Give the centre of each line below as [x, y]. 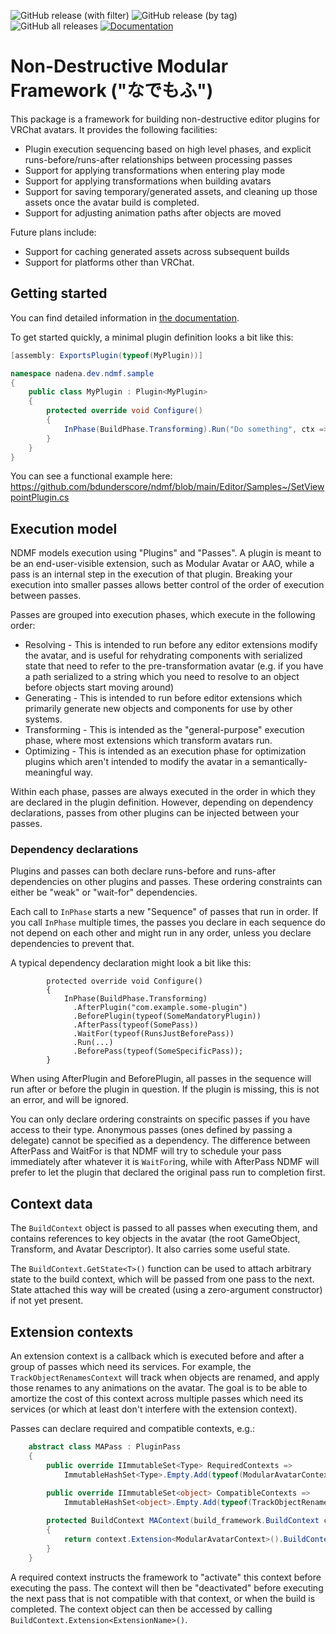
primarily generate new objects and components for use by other [158, 709]
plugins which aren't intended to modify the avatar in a [137, 762]
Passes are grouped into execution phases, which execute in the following [163, 615]
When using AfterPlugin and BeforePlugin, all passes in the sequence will [161, 1079]
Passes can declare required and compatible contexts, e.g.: [132, 1429]
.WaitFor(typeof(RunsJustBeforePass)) [154, 1034]
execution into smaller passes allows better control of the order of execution [167, 585]
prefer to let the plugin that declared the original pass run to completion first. [168, 1172]
